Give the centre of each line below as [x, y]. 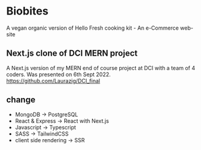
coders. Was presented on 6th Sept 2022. [58, 74]
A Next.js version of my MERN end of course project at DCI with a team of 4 [101, 68]
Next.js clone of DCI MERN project [72, 54]
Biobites [27, 11]
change [21, 100]
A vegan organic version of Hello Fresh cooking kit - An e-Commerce [93, 28]
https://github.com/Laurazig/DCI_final [53, 80]
